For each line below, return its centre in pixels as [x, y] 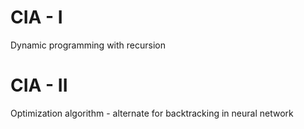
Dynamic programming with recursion [88, 45]
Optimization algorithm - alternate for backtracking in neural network [152, 113]
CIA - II [39, 85]
